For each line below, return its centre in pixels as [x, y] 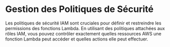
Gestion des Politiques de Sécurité [79, 9]
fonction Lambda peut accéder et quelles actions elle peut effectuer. [77, 39]
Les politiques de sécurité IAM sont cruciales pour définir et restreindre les [83, 23]
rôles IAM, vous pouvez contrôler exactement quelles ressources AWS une [83, 33]
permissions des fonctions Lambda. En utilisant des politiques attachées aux [85, 28]
